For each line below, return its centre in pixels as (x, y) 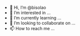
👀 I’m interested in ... (30, 13)
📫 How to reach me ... (32, 28)
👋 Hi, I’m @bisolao (28, 8)
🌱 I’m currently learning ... (35, 18)
